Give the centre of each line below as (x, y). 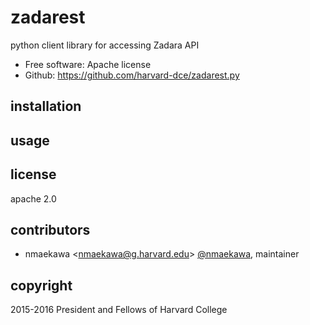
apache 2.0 (33, 198)
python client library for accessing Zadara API (105, 45)
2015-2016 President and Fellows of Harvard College (119, 310)
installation (46, 106)
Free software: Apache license (88, 64)
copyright (41, 285)
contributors (50, 229)
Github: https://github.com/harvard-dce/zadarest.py (132, 75)
